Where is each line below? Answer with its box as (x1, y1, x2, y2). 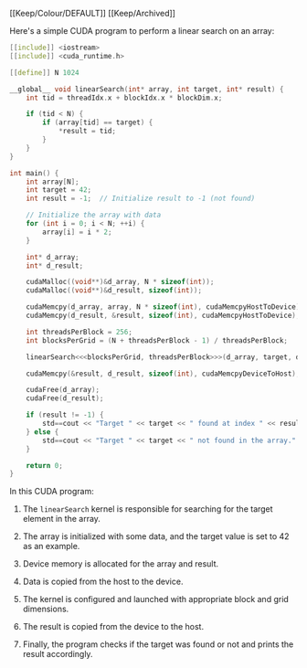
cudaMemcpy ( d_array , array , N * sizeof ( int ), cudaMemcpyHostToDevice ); (26, 302, 304, 312)
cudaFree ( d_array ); (26, 386, 101, 395)
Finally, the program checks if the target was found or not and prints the (22, 639, 294, 650)
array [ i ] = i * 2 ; (42, 228, 112, 237)
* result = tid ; (58, 127, 117, 136)
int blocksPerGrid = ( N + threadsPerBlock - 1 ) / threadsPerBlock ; (26, 335, 288, 345)
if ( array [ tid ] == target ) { (42, 118, 153, 127)
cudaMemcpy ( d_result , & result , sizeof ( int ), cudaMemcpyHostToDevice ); (26, 311, 301, 320)
